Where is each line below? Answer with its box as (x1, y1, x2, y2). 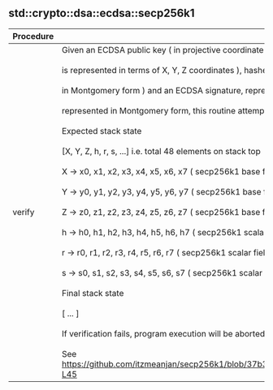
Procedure (12, 30, 54, 41)
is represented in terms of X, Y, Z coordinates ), (61, 64, 242, 75)
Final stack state (61, 287, 124, 298)
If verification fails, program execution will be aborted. (61, 328, 268, 339)
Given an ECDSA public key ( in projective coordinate (61, 44, 264, 55)
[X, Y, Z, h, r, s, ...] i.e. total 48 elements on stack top (61, 145, 262, 156)
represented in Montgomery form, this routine (61, 105, 236, 116)
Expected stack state (61, 125, 142, 136)
